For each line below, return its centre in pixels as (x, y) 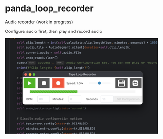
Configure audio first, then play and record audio (54, 31)
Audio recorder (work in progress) (39, 22)
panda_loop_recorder (49, 8)
